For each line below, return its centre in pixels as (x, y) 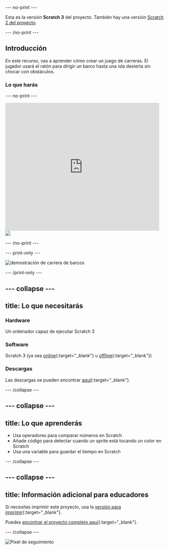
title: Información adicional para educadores (77, 495)
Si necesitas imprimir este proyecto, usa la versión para (63, 507)
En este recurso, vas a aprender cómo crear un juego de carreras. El (77, 61)
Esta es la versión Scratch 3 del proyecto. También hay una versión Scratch (84, 17)
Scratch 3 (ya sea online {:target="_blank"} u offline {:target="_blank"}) (79, 356)
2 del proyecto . (21, 23)
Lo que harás (22, 84)
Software (17, 344)
